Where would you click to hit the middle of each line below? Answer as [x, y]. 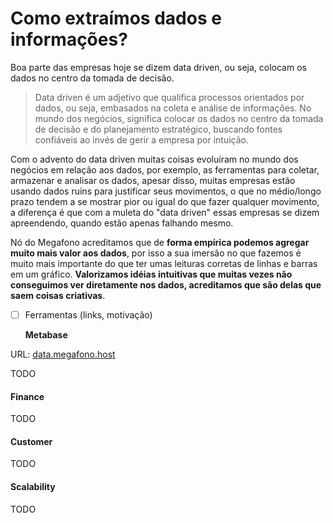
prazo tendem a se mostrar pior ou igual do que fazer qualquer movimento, [165, 201]
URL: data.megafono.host [63, 354]
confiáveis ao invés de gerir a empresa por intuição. [142, 139]
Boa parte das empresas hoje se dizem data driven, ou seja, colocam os [158, 67]
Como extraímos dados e [116, 18]
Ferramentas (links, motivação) [88, 314]
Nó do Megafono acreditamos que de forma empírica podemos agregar [160, 242]
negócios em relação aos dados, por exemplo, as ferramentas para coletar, [165, 169]
